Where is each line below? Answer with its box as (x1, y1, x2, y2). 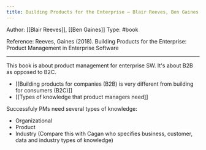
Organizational (15, 117, 53, 124)
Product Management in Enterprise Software (6, 44, 119, 51)
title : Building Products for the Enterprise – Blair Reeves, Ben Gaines (6, 9, 199, 15)
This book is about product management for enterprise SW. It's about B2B (6, 62, 193, 69)
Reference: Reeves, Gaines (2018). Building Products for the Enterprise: (6, 37, 187, 45)
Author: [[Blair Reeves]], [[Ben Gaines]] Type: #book (6, 26, 139, 33)
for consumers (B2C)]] (15, 86, 72, 94)
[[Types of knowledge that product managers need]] (15, 93, 148, 100)
